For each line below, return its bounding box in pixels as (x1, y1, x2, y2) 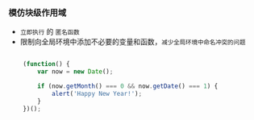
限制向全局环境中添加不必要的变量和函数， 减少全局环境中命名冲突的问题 (19, 37, 246, 47)
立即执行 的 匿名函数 (19, 27, 80, 37)
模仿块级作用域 (8, 6, 67, 18)
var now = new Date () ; (37, 68, 114, 76)
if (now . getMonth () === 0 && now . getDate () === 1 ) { (37, 82, 219, 90)
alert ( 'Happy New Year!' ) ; (51, 89, 143, 97)
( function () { (23, 60, 70, 68)
